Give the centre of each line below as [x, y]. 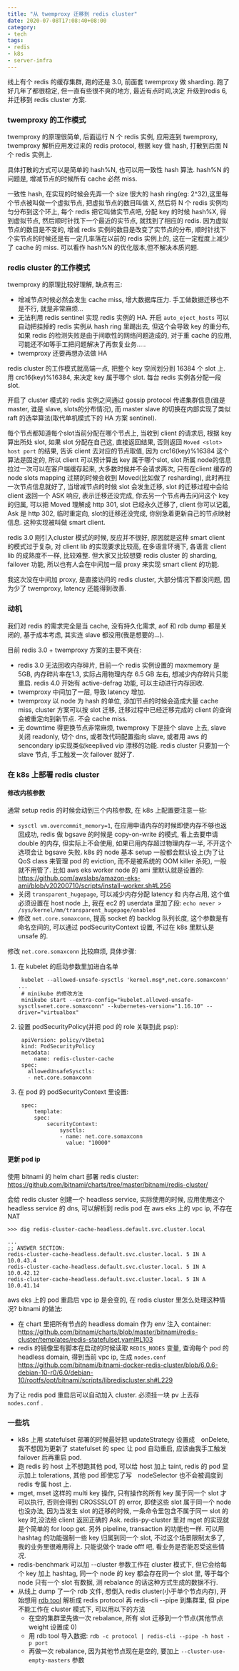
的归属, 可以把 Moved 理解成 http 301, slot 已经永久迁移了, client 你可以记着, [119, 505]
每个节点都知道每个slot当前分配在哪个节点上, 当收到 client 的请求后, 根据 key [119, 433]
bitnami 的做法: [41, 1308]
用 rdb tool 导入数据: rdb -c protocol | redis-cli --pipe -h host [126, 1636]
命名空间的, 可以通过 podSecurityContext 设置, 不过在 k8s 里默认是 [116, 927]
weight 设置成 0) [52, 1627]
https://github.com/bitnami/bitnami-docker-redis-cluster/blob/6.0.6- [118, 1365]
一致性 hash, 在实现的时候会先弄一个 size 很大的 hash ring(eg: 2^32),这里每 [118, 194]
